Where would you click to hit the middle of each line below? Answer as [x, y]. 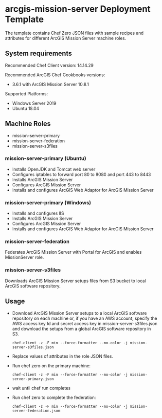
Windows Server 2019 [34, 103]
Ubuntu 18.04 [26, 108]
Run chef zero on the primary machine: [51, 366]
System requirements [38, 54]
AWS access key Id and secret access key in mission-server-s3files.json [85, 323]
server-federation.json [36, 411]
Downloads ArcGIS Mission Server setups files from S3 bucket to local [75, 281]
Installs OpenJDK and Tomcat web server [54, 169]
